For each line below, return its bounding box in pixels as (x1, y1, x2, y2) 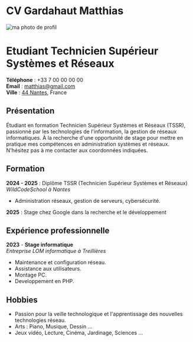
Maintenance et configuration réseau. (14, 259, 106, 266)
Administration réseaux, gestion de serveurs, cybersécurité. (14, 197, 161, 204)
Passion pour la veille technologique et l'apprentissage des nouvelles (14, 311, 183, 318)
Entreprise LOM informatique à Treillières (6, 248, 106, 255)
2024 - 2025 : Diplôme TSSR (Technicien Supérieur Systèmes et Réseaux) (6, 179, 188, 186)
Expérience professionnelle (6, 225, 110, 235)
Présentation (6, 106, 55, 116)
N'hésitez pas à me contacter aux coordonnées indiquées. (6, 146, 149, 154)
